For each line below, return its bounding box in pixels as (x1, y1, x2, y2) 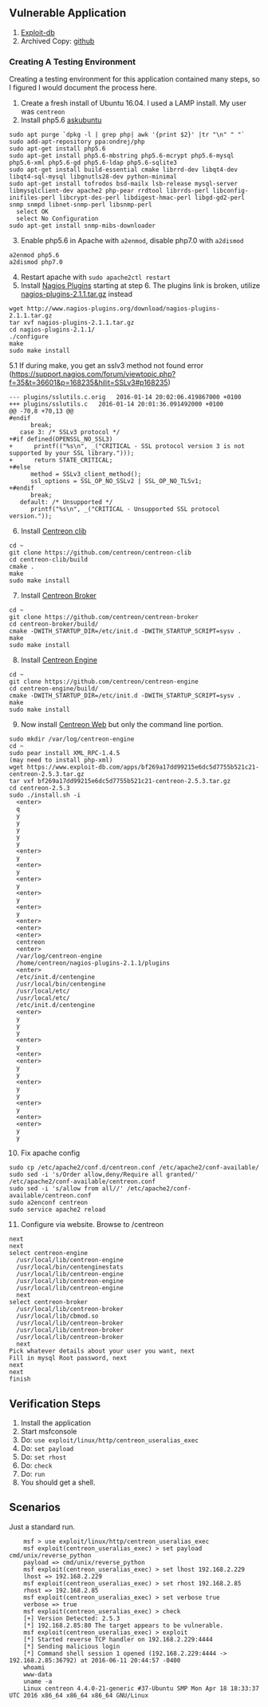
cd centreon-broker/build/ (9, 620, 99, 629)
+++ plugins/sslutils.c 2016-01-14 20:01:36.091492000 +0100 (9, 400, 224, 409)
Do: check (20, 1460, 53, 1470)
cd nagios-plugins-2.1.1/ (9, 326, 95, 334)
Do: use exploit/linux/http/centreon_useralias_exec (20, 1435, 199, 1445)
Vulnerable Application (9, 6, 127, 20)
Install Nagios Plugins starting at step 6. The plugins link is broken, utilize (20, 281, 261, 290)
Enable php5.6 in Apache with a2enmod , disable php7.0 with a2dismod (20, 236, 244, 246)
